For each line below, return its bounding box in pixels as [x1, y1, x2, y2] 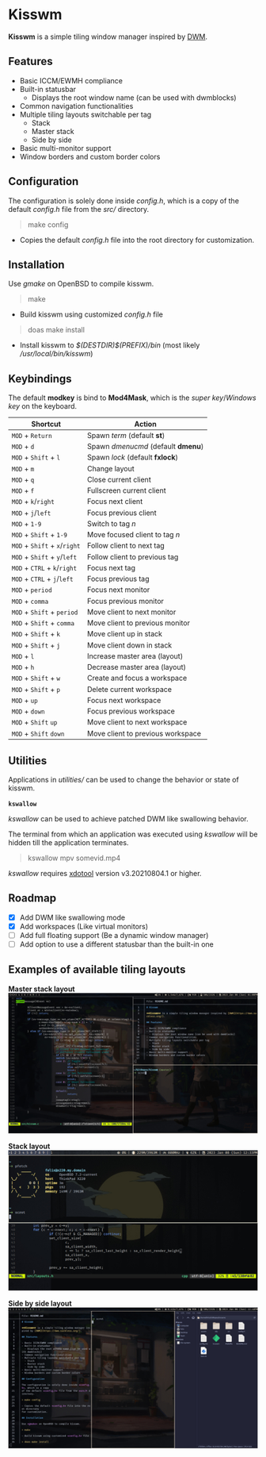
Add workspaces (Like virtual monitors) [19, 921, 149, 931]
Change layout [86, 463, 135, 473]
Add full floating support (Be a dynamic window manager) [19, 930, 209, 940]
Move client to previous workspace [86, 728, 202, 738]
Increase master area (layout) [86, 651, 184, 660]
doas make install [27, 325, 85, 335]
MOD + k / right [11, 497, 55, 506]
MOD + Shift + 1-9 [11, 530, 67, 540]
